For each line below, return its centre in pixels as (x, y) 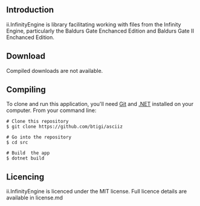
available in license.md (35, 198)
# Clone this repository (37, 122)
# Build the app (28, 153)
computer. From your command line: (51, 110)
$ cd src (17, 143)
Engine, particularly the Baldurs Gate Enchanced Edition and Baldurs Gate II (100, 31)
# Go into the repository (39, 137)
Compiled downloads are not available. (55, 70)
